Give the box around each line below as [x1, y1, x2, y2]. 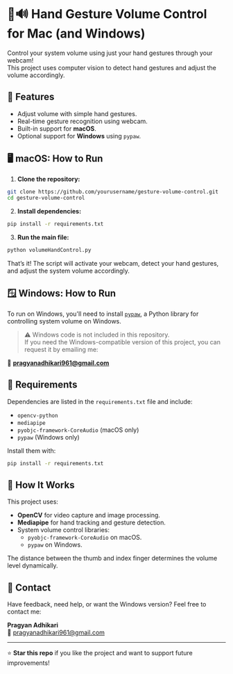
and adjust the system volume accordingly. [7, 266, 130, 275]
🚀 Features [7, 91, 55, 103]
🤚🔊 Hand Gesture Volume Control [7, 6, 207, 22]
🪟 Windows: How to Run [7, 287, 116, 300]
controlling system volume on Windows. [7, 316, 121, 325]
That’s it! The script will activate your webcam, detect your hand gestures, [7, 259, 219, 268]
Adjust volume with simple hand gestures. [17, 109, 137, 118]
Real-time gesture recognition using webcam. [17, 117, 148, 125]
